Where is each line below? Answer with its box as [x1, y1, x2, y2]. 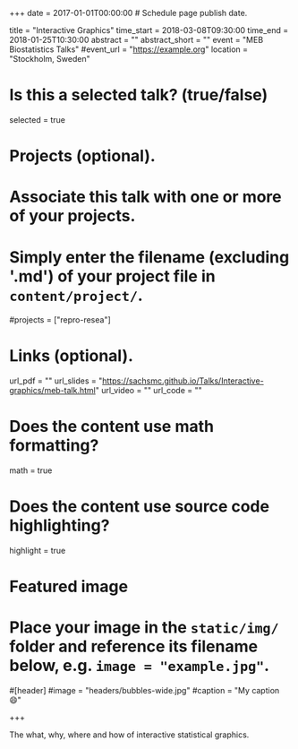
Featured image [9, 577, 128, 597]
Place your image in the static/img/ [9, 617, 279, 638]
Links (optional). [9, 346, 134, 366]
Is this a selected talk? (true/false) [9, 85, 268, 106]
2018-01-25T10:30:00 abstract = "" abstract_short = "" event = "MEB [9, 35, 264, 45]
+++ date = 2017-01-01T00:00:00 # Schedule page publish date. [9, 8, 248, 18]
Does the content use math [9, 417, 215, 437]
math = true [9, 465, 53, 476]
